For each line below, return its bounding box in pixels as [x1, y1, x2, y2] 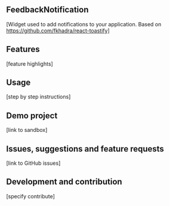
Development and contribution [6, 177, 122, 187]
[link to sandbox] [6, 127, 48, 134]
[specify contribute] [6, 192, 55, 199]
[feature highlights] [6, 60, 54, 67]
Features [6, 44, 40, 54]
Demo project [6, 110, 58, 121]
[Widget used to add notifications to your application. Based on [6, 20, 162, 27]
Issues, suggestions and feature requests [6, 143, 164, 154]
